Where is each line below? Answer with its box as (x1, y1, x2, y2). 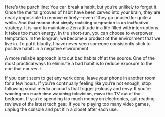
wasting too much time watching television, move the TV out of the (5, 91, 141, 96)
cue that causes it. (5, 66, 43, 71)
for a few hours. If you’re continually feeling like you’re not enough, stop (5, 80, 151, 86)
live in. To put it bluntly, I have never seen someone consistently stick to (5, 41, 151, 46)
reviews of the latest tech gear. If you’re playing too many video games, (5, 101, 150, 107)
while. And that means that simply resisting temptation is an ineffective (5, 20, 149, 25)
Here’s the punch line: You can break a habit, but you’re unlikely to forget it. (5, 4, 158, 10)
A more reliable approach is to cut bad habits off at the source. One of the (5, 55, 155, 61)
